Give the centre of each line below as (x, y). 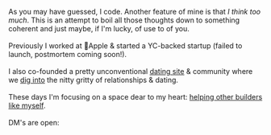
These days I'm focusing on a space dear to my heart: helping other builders (135, 97)
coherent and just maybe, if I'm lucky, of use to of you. (99, 29)
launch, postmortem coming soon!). (68, 54)
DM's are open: (34, 123)
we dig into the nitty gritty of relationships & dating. (94, 80)
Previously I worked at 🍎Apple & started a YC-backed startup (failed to (125, 46)
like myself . (27, 105)
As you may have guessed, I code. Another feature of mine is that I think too (134, 12)
